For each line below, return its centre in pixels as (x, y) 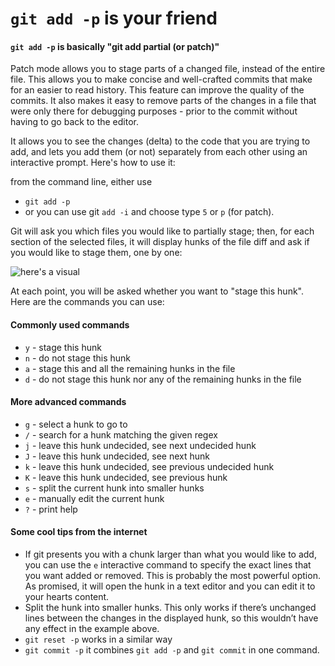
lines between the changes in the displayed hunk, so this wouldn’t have (171, 618)
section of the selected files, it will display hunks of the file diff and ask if (160, 242)
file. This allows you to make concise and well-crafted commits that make (161, 79)
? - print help (51, 509)
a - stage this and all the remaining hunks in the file (130, 368)
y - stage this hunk (63, 347)
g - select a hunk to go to (76, 424)
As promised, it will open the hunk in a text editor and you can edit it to (170, 586)
